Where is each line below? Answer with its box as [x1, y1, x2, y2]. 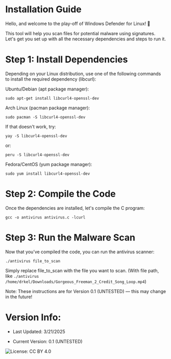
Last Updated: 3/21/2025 [12, 328, 65, 334]
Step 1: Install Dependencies [5, 54, 128, 65]
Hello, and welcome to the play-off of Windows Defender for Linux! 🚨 [5, 20, 151, 27]
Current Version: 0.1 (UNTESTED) [12, 338, 83, 344]
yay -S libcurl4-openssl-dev [5, 133, 67, 138]
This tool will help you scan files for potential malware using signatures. [5, 30, 156, 36]
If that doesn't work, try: [5, 124, 56, 130]
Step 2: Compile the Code [5, 188, 116, 200]
